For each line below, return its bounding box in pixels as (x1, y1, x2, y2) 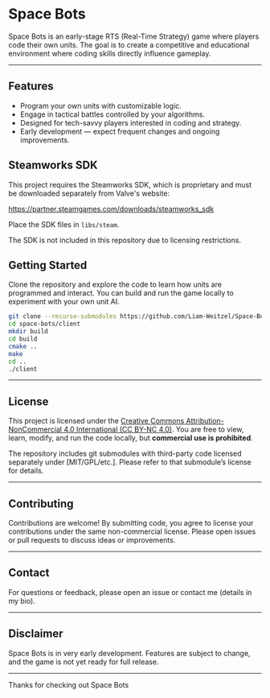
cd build (8, 335, 38, 343)
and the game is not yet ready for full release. (8, 657, 159, 667)
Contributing (8, 497, 74, 510)
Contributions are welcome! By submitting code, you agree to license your (8, 518, 254, 527)
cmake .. (8, 342, 38, 350)
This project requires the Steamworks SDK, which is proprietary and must (8, 180, 252, 189)
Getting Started (8, 258, 88, 272)
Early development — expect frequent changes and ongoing (19, 126, 220, 136)
